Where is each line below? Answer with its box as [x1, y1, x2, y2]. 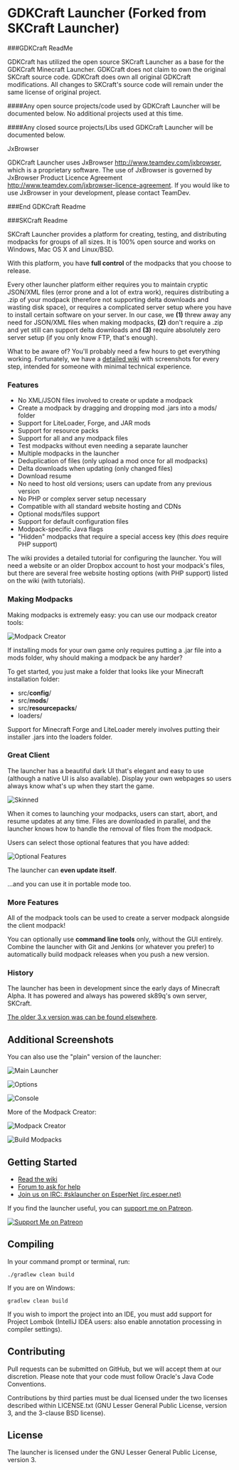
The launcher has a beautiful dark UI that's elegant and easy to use [7, 766, 204, 775]
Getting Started [7, 1156, 78, 1168]
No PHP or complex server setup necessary [17, 495, 147, 503]
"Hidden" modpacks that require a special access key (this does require [17, 532, 229, 541]
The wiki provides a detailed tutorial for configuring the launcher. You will [7, 554, 222, 562]
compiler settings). [7, 1325, 63, 1333]
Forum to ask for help [17, 1183, 81, 1191]
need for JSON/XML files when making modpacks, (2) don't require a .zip [7, 318, 223, 326]
